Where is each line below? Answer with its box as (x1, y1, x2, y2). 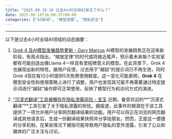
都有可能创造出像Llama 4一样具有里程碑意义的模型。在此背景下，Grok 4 (12, 60, 165, 66)
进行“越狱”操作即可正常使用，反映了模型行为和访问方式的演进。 (21, 85, 156, 92)
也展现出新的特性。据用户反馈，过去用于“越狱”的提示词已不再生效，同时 (12, 66, 165, 73)
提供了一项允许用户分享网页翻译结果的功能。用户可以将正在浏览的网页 (12, 109, 161, 115)
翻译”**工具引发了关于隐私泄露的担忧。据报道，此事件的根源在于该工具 (12, 103, 163, 109)
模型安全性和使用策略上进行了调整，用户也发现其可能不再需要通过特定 (12, 79, 161, 85)
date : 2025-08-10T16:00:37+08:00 (5, 12, 77, 17)
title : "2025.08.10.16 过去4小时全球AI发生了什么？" (5, 7, 111, 13)
